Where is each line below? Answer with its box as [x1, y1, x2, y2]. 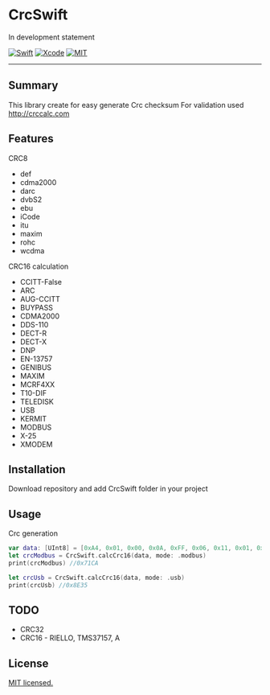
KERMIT [19, 413, 47, 423]
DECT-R [19, 328, 47, 338]
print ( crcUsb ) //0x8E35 [8, 581, 88, 589]
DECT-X [19, 336, 47, 347]
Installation [8, 463, 66, 476]
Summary [8, 79, 59, 93]
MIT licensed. [8, 678, 54, 688]
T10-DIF [19, 388, 47, 397]
